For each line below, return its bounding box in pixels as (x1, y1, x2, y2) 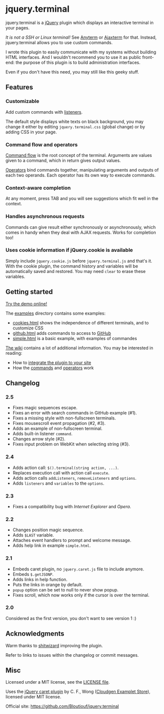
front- (142, 54, 154, 60)
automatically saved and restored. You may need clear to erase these (5, 268, 146, 274)
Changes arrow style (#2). (12, 436, 65, 442)
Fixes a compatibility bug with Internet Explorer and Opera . (12, 503, 131, 509)
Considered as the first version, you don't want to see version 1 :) (5, 615, 137, 621)
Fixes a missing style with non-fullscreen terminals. (12, 415, 116, 421)
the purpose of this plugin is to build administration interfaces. (15, 59, 141, 65)
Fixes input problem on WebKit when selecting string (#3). (12, 441, 130, 447)
